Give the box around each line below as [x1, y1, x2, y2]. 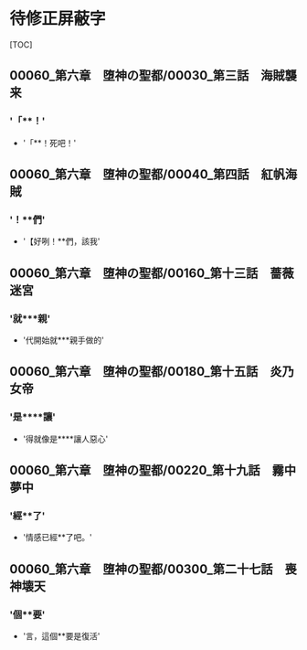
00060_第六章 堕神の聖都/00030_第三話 [9, 68, 249, 83]
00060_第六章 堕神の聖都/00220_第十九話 [9, 463, 260, 478]
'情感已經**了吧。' [22, 532, 93, 543]
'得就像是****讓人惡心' [22, 433, 109, 444]
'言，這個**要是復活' [22, 631, 101, 642]
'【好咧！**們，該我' [22, 236, 101, 247]
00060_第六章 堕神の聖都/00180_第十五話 [9, 364, 259, 379]
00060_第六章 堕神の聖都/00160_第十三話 [9, 265, 259, 281]
